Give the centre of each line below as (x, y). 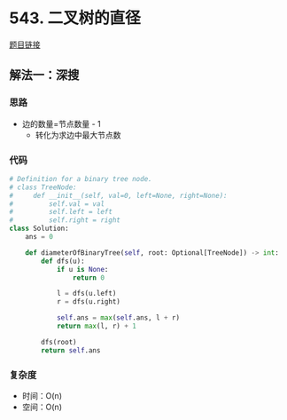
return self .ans (71, 350)
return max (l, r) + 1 (97, 326)
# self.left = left (61, 212)
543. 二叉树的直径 (75, 18)
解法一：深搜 (44, 75)
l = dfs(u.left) (86, 294)
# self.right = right (65, 220)
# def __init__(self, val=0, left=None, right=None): (118, 195)
